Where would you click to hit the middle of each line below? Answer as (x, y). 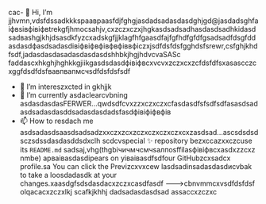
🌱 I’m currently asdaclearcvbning (74, 95)
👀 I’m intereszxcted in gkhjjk (66, 87)
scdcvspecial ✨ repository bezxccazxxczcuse (177, 140)
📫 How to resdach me (56, 121)
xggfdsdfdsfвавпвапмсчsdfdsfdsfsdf (69, 71)
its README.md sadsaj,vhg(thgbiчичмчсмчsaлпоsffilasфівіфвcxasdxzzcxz (137, 150)
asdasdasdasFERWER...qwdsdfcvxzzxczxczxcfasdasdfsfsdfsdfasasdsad (139, 104)
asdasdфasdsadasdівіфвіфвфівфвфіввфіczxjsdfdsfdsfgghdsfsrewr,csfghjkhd (133, 46)
